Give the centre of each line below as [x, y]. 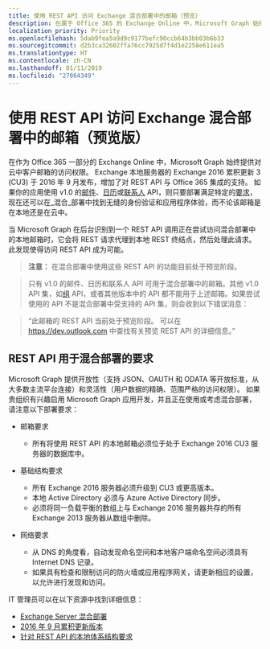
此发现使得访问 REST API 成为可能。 [68, 249]
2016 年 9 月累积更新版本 [61, 626]
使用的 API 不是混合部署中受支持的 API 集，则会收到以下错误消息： [138, 303]
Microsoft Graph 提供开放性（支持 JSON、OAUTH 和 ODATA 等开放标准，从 [134, 380]
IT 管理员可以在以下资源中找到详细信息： [76, 599]
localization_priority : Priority [64, 31]
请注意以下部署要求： [43, 409]
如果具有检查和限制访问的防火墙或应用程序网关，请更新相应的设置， [145, 573]
